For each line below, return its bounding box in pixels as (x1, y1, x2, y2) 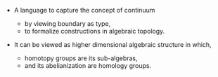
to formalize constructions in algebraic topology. (24, 27, 165, 35)
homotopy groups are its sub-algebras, (24, 54, 139, 62)
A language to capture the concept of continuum (13, 6, 155, 14)
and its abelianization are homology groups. (24, 62, 152, 69)
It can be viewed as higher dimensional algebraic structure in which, (13, 41, 212, 48)
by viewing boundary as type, (24, 20, 111, 27)
